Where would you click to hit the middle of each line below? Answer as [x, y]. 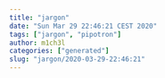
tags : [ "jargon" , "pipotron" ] [66, 34]
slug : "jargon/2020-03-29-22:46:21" [77, 59]
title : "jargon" [39, 17]
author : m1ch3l [37, 43]
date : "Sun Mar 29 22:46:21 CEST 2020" [83, 26]
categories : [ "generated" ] [59, 51]
